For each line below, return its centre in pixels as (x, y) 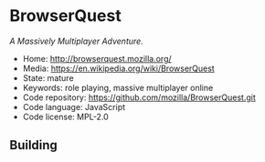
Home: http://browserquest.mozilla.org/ (97, 58)
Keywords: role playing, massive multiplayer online (118, 87)
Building (33, 145)
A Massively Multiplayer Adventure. (76, 41)
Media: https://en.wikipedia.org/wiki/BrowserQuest (118, 68)
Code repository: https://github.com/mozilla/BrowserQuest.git (139, 97)
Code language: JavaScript (74, 106)
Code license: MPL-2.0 (66, 116)
